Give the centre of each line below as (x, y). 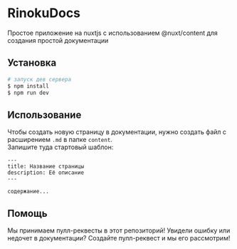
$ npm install (28, 86)
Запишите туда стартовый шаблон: (60, 147)
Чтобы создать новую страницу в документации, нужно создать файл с (117, 132)
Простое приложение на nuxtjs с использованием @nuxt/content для (113, 33)
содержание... (28, 192)
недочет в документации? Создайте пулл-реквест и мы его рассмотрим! (119, 238)
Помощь (27, 213)
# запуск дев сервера (39, 79)
